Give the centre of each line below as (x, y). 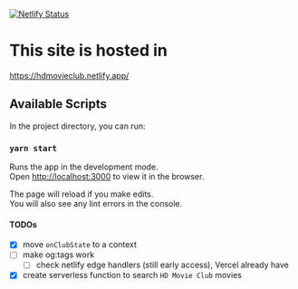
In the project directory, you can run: (77, 126)
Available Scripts (58, 104)
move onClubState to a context (80, 245)
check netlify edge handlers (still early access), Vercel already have (163, 265)
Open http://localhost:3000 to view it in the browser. (107, 177)
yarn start (33, 148)
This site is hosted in (88, 51)
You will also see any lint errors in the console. (96, 204)
